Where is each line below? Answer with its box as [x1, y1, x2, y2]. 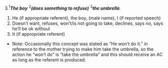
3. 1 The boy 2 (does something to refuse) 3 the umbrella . [5, 5, 121, 11]
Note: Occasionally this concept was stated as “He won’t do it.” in [12, 40, 148, 47]
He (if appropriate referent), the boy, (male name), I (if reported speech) [12, 15, 161, 21]
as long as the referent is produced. [12, 56, 87, 62]
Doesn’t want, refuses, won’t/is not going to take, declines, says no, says [12, 20, 163, 26]
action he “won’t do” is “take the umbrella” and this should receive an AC [12, 51, 163, 57]
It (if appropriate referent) [12, 31, 65, 37]
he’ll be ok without [12, 25, 50, 32]
